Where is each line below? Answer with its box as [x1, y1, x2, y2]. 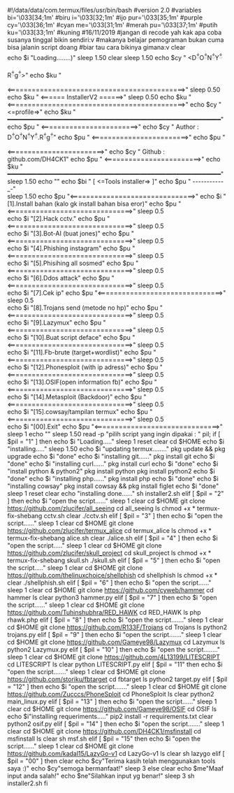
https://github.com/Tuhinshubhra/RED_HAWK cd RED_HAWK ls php [7, 608, 201, 616]
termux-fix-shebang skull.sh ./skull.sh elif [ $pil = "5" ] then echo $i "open [7, 556, 221, 564]
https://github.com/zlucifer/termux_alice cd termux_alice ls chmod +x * [7, 527, 212, 534]
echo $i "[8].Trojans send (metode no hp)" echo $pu [7, 303, 159, 312]
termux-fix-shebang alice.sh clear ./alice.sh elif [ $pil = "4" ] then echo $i [7, 534, 218, 542]
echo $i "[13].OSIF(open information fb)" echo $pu [7, 378, 153, 386]
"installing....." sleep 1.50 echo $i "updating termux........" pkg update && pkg [7, 445, 226, 453]
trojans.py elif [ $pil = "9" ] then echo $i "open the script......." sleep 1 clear [7, 631, 222, 638]
